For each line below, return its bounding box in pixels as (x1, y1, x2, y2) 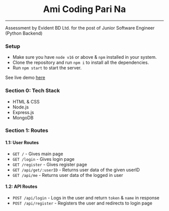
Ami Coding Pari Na (43, 4, 126, 15)
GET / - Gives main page (12, 151, 63, 157)
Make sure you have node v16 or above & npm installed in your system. (12, 54, 157, 60)
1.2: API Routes (5, 183, 38, 189)
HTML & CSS (12, 98, 40, 104)
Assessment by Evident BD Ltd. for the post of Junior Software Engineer (5, 25, 155, 31)
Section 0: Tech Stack (5, 87, 60, 94)
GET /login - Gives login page (12, 156, 74, 162)
